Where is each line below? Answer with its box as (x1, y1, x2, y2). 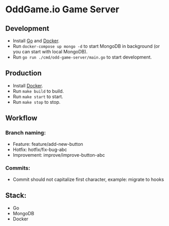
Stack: (5, 191, 27, 200)
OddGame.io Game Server (5, 4, 120, 15)
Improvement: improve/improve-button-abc (12, 152, 105, 158)
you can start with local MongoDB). (12, 49, 88, 54)
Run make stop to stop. (12, 99, 61, 105)
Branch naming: (5, 129, 46, 137)
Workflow (5, 114, 37, 123)
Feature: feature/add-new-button (12, 141, 83, 147)
